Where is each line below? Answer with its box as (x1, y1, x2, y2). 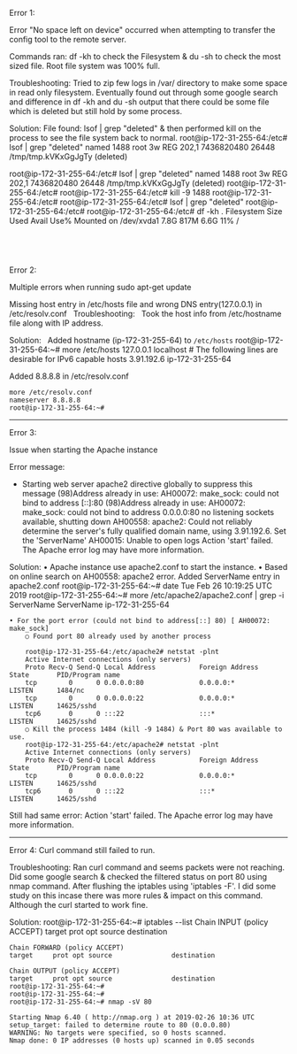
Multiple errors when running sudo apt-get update (9, 281, 192, 292)
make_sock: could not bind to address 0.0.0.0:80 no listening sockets (21, 506, 275, 517)
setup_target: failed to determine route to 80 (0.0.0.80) (9, 1020, 232, 1029)
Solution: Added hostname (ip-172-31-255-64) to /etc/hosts (9, 335, 234, 345)
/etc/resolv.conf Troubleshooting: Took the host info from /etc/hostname (9, 308, 282, 319)
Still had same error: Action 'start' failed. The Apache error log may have (9, 810, 274, 820)
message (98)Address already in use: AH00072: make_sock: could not (21, 488, 280, 498)
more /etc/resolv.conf (9, 388, 93, 396)
